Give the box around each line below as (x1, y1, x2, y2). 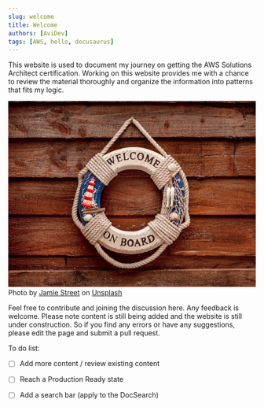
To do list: (8, 343, 40, 353)
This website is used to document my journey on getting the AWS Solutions (8, 60, 252, 70)
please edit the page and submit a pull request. (8, 328, 161, 338)
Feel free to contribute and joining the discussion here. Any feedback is (8, 303, 240, 313)
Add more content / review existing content (19, 359, 160, 368)
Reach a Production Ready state (19, 375, 124, 384)
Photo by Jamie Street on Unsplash (8, 288, 123, 298)
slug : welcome (8, 13, 55, 20)
